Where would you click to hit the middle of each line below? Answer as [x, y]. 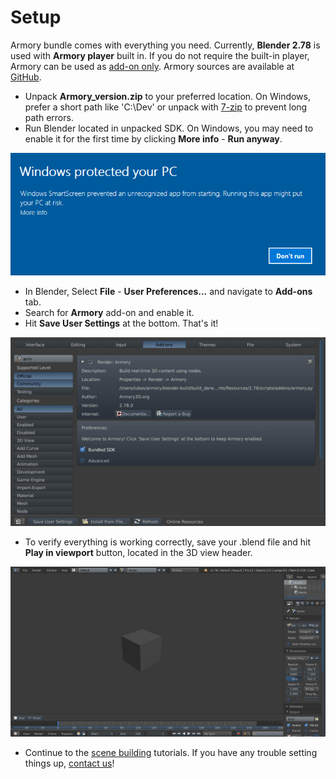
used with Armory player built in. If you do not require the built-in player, [160, 55]
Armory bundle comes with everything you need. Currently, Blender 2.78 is [165, 45]
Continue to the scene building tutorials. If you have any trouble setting [171, 752]
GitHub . [26, 77]
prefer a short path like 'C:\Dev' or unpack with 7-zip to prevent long [166, 107]
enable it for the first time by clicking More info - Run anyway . [153, 138]
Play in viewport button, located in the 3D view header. [138, 553]
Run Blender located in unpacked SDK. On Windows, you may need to [169, 128]
